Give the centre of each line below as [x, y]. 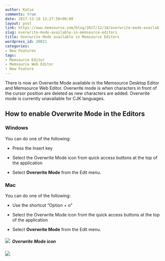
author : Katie [20, 10]
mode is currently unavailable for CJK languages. [55, 98]
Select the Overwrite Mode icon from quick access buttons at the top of [85, 157]
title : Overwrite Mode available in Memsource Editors [62, 37]
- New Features [21, 51]
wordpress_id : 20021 [26, 42]
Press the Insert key [32, 148]
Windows [17, 128]
